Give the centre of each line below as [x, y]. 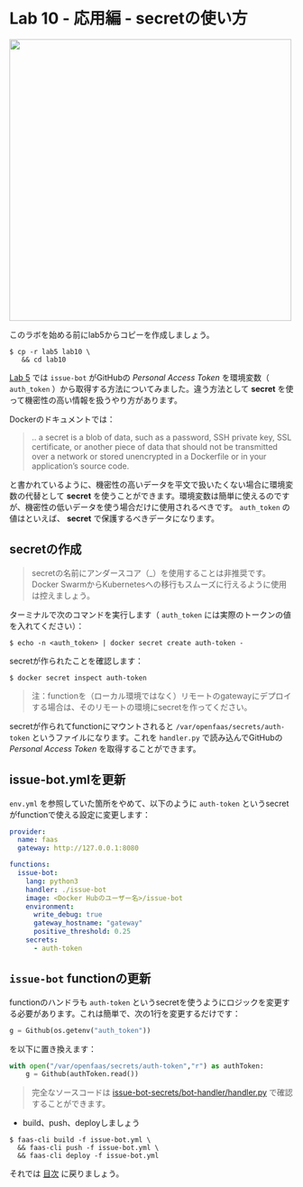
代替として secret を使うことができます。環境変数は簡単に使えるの [149, 496]
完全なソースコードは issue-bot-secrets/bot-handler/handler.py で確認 [162, 1092]
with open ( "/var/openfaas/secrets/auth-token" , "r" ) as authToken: [137, 1066]
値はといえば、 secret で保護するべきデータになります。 [114, 518]
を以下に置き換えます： [53, 1049]
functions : [30, 865]
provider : [28, 831]
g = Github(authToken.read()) [83, 1074]
